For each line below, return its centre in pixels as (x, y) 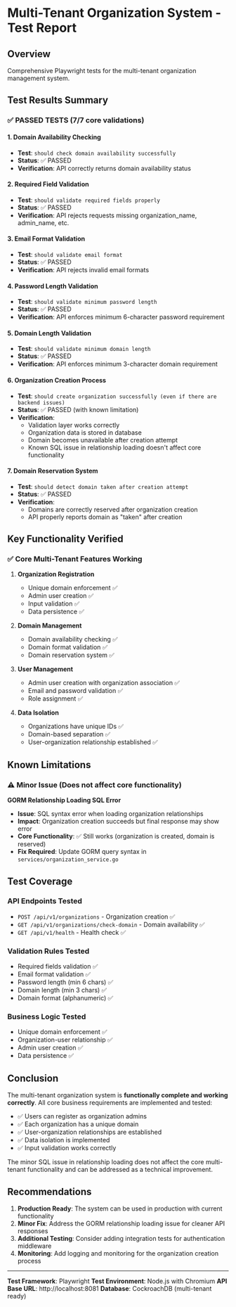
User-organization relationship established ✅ (93, 742)
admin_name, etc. (43, 222)
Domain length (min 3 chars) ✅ (62, 990)
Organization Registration (56, 574)
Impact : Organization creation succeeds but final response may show (118, 822)
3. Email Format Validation (46, 239)
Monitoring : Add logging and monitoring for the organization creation (118, 1254)
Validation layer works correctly (74, 425)
